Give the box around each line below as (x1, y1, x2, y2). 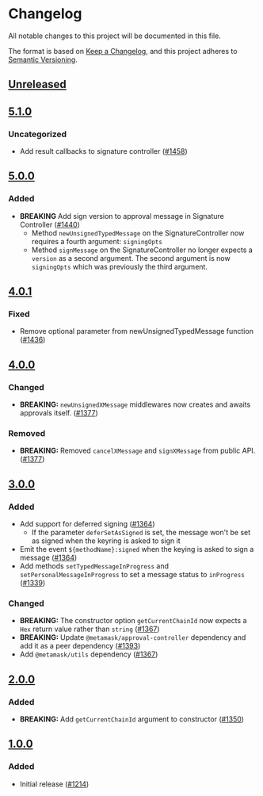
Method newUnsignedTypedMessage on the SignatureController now (31, 228, 245, 238)
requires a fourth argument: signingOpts (31, 236, 162, 246)
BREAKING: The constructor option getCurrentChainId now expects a (19, 616, 247, 626)
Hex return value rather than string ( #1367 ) (19, 624, 160, 634)
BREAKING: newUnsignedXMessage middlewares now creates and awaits (19, 400, 251, 409)
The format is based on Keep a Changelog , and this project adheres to (8, 46, 238, 55)
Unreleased (8, 78, 67, 91)
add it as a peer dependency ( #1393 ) (19, 641, 141, 651)
